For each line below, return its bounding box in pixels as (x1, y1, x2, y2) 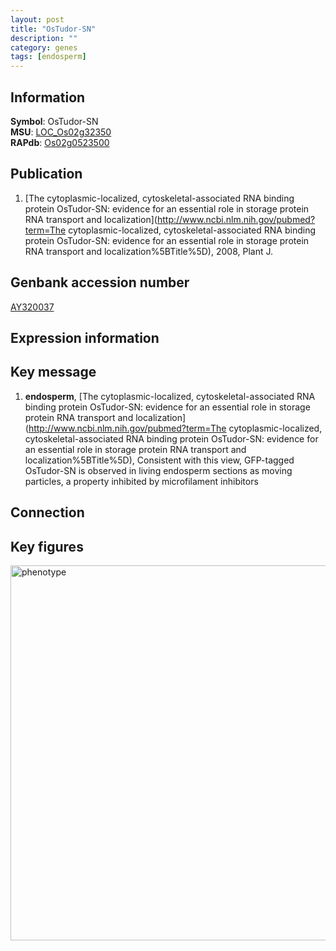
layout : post (10, 14, 65, 25)
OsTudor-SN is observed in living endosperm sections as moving (24, 464, 293, 476)
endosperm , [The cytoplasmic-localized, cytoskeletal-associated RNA (24, 390, 316, 402)
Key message (10, 364, 97, 381)
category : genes (10, 42, 78, 53)
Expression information (10, 329, 160, 346)
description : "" (10, 33, 78, 43)
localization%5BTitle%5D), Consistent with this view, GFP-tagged (24, 454, 295, 466)
